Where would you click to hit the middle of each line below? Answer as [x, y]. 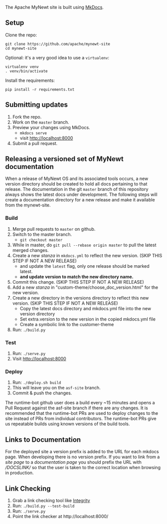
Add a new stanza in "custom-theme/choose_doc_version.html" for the [85, 287]
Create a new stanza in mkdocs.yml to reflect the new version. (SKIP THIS [87, 255]
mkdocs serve [33, 133]
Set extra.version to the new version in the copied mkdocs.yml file [88, 319]
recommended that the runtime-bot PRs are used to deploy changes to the [82, 413]
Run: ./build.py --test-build [43, 506]
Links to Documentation [43, 439]
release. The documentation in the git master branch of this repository [77, 189]
